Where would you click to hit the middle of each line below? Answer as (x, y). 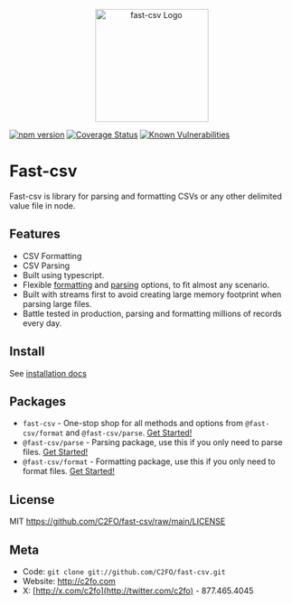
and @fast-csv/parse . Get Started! (129, 433)
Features (35, 234)
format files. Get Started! (68, 471)
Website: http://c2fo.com (69, 581)
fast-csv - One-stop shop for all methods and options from (133, 423)
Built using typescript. (63, 275)
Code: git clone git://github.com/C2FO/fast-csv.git (124, 572)
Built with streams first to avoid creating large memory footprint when (152, 294)
